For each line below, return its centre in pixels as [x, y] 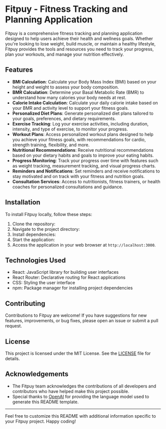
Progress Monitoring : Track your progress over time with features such [85, 160]
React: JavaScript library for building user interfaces [65, 272]
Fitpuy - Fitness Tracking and [66, 9]
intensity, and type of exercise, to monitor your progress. [70, 129]
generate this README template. [45, 402]
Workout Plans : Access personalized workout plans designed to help [83, 134]
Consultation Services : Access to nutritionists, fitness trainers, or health [86, 181]
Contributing [25, 303]
